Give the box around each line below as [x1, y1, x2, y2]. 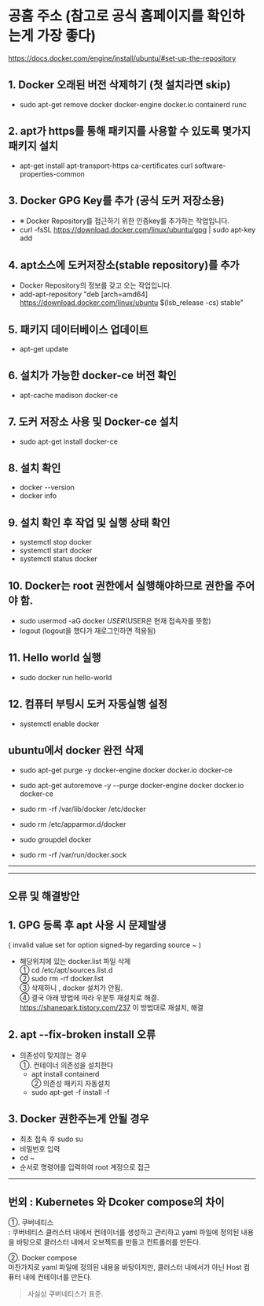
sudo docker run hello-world [19, 672, 112, 682]
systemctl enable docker [19, 719, 100, 728]
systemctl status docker [19, 554, 98, 564]
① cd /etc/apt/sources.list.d [19, 965, 113, 974]
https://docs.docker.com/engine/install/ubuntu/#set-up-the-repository [8, 53, 236, 63]
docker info [19, 491, 57, 500]
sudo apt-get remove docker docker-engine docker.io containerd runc [19, 99, 247, 109]
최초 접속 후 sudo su [19, 1134, 84, 1144]
